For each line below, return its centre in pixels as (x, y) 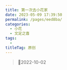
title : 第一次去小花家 (27, 10)
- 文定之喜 (20, 33)
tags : (11, 39)
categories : (18, 24)
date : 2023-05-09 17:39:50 (34, 15)
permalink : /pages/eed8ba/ (34, 19)
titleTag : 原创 (21, 48)
